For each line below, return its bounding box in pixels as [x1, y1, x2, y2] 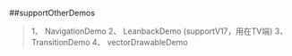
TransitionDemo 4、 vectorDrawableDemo [30, 37, 188, 47]
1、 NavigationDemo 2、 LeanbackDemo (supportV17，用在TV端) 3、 [30, 26, 288, 36]
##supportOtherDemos [9, 8, 96, 18]
